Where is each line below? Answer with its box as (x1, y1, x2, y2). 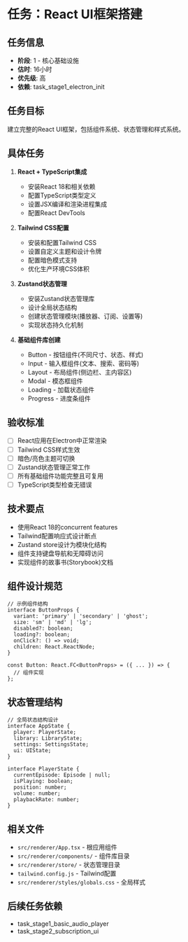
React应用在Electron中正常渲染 (17, 436, 107, 445)
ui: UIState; (13, 747, 52, 754)
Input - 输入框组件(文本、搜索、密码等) (27, 359, 140, 368)
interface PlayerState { (7, 766, 80, 773)
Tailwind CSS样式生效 (17, 445, 80, 454)
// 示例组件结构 (7, 600, 48, 608)
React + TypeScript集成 (17, 167, 87, 176)
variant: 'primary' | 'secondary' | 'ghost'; (13, 613, 149, 620)
